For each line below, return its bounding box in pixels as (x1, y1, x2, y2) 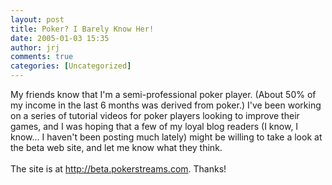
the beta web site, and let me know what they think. (10, 142, 223, 153)
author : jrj (10, 42, 60, 53)
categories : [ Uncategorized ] (10, 61, 132, 71)
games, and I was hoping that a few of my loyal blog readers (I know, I (10, 121, 299, 132)
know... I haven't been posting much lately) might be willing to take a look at (10, 131, 323, 143)
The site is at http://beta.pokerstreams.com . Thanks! (10, 163, 227, 175)
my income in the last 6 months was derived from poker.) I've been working (10, 99, 322, 111)
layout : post (10, 14, 65, 25)
